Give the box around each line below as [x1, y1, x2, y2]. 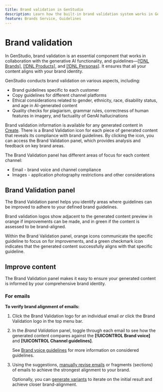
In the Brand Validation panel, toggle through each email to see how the [12, 328, 156, 333]
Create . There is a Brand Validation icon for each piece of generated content [5, 127, 158, 133]
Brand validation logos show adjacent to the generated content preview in [5, 214, 153, 220]
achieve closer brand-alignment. [12, 381, 78, 388]
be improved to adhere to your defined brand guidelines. [5, 204, 118, 210]
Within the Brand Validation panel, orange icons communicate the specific [5, 233, 153, 239]
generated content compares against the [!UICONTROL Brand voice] [12, 333, 150, 339]
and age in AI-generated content [12, 103, 78, 109]
